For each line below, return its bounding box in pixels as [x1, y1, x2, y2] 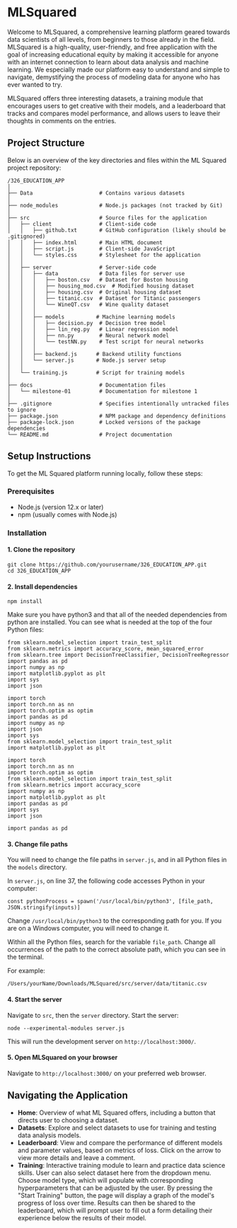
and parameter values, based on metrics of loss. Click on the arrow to [17, 1146, 221, 1154]
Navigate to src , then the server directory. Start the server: [7, 1011, 179, 1019]
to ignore [7, 406, 37, 413]
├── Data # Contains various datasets [7, 189, 185, 197]
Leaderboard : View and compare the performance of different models [17, 1138, 223, 1147]
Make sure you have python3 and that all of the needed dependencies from [7, 610, 228, 619]
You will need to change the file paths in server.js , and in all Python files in [7, 856, 227, 864]
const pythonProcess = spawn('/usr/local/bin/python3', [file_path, [7, 898, 214, 905]
